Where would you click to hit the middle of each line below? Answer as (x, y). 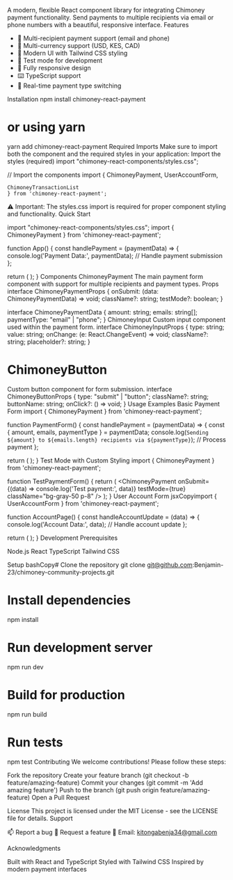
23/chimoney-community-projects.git (61, 572)
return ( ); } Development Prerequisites (63, 538)
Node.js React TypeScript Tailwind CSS (64, 551)
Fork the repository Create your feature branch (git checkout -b (98, 775)
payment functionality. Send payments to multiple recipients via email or (111, 17)
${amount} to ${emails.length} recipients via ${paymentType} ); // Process (116, 439)
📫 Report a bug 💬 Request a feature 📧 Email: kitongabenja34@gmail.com (112, 832)
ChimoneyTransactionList (43, 187)
